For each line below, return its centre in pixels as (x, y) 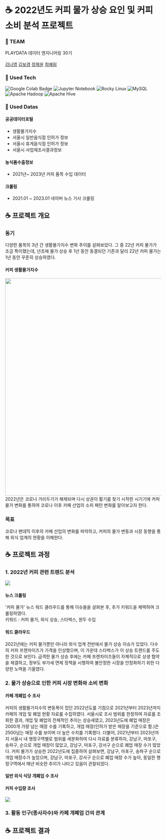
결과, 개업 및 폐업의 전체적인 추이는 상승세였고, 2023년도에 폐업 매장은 (82, 720)
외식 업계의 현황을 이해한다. (37, 537)
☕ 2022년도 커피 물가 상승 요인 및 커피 (79, 10)
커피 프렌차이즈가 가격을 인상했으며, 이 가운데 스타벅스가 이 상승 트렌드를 (80, 650)
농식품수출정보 (19, 162)
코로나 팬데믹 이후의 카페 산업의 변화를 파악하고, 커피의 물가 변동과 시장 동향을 (81, 531)
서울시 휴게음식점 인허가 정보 (40, 143)
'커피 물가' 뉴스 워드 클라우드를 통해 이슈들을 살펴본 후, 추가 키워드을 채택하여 (80, 607)
